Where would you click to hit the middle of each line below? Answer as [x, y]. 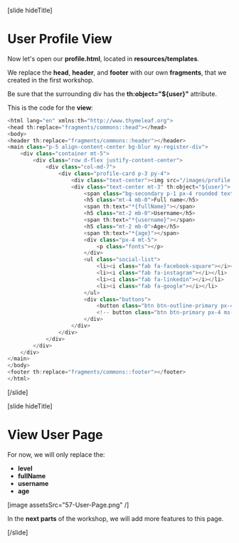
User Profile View [60, 39]
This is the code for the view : [51, 107]
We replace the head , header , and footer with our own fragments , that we [117, 72]
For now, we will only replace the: [56, 454]
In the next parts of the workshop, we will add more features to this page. [116, 518]
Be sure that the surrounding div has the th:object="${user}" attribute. [112, 94]
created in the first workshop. [51, 80]
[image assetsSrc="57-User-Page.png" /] [68, 505]
